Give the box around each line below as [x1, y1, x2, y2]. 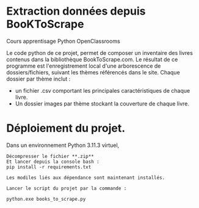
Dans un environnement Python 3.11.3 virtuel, [6, 142, 120, 149]
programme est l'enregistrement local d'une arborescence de [6, 62, 161, 70]
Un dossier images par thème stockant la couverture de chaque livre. [15, 99, 189, 107]
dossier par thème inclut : [6, 75, 71, 82]
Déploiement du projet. [6, 121, 126, 135]
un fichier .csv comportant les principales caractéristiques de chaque [15, 87, 190, 94]
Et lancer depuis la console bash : [6, 159, 99, 165]
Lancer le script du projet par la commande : [6, 185, 127, 192]
